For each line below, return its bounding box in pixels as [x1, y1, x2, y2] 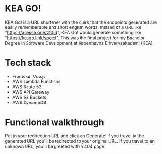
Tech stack [5, 57, 51, 69]
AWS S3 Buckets [12, 94, 47, 100]
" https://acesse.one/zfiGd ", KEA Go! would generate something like [5, 29, 142, 35]
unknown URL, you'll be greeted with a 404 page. [5, 143, 106, 149]
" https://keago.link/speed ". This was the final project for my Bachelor [5, 35, 145, 41]
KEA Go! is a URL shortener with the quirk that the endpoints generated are [5, 19, 157, 25]
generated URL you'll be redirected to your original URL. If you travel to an [5, 138, 155, 144]
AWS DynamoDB [12, 99, 47, 105]
